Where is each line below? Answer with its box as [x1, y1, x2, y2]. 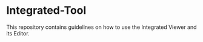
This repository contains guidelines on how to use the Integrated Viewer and [6, 23, 197, 31]
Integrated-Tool [6, 4, 87, 17]
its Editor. [6, 29, 30, 37]
